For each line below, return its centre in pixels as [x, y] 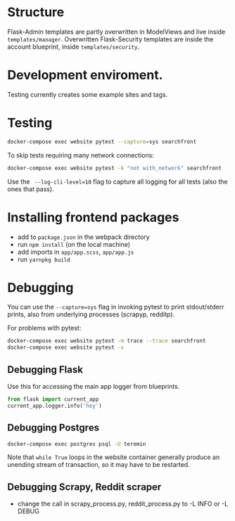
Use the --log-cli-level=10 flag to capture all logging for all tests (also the [118, 181]
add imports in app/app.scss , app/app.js [76, 252]
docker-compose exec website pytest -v [66, 348]
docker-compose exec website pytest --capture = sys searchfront [102, 141]
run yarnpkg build [44, 259]
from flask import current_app [53, 399]
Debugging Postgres [53, 428]
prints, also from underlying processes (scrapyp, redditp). [91, 314]
